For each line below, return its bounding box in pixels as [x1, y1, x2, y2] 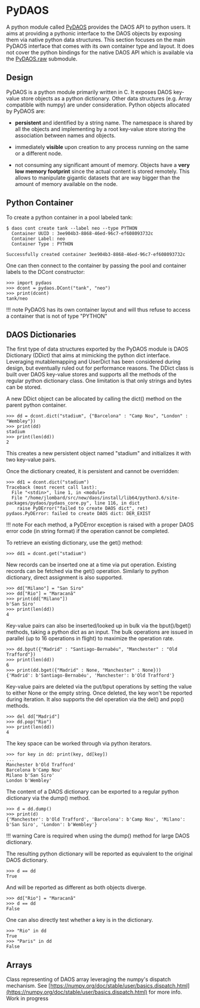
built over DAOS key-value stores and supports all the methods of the [6, 371, 177, 378]
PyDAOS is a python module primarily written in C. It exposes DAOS [6, 88, 172, 96]
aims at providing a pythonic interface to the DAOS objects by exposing [6, 29, 182, 36]
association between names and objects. [14, 132, 116, 139]
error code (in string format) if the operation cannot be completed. [6, 528, 170, 535]
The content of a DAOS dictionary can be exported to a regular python [6, 788, 179, 796]
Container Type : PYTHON [11, 240, 73, 247]
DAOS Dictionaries [6, 330, 76, 340]
